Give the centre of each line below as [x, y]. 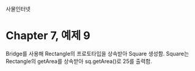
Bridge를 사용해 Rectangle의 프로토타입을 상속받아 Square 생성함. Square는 [97, 53]
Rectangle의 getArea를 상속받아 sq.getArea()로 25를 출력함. [79, 61]
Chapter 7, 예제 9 [48, 36]
